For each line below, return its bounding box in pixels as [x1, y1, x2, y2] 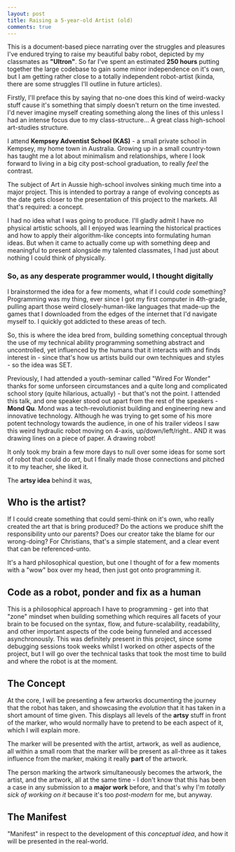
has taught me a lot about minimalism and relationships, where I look [7, 152, 206, 160]
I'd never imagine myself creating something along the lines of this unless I [7, 108, 224, 117]
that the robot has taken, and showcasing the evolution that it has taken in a [7, 704, 226, 712]
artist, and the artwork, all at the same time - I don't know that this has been [7, 775, 227, 784]
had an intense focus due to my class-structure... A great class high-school [7, 116, 225, 124]
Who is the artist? [7, 497, 86, 509]
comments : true [7, 23, 52, 30]
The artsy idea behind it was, [7, 476, 93, 485]
